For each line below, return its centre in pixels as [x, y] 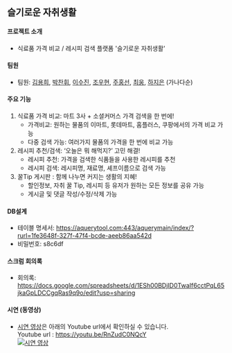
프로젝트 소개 [25, 31]
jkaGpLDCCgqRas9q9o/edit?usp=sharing [76, 293]
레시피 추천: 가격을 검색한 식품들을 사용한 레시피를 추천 [101, 159]
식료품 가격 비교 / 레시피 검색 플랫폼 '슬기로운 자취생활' [91, 48]
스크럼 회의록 [25, 261]
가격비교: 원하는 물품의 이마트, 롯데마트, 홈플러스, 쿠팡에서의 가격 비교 [122, 124]
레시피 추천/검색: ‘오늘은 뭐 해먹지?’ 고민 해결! [79, 150]
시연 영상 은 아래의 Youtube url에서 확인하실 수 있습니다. [92, 326]
